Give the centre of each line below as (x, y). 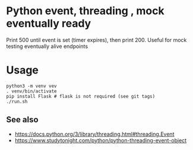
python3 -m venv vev (32, 86)
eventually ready (49, 23)
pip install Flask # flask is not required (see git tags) (81, 96)
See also (22, 120)
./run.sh (17, 101)
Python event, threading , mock (85, 11)
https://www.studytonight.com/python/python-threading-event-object (101, 140)
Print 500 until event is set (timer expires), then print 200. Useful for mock (96, 40)
